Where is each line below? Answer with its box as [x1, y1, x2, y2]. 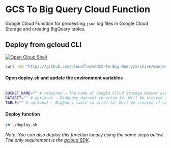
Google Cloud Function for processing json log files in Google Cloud [5, 20, 149, 26]
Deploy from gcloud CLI [5, 41, 81, 49]
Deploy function [5, 111, 40, 117]
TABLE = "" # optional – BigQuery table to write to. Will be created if [5, 100, 160, 105]
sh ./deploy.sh [5, 122, 38, 128]
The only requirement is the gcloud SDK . [5, 137, 91, 143]
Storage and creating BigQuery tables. [5, 25, 85, 32]
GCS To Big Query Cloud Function [5, 4, 151, 15]
